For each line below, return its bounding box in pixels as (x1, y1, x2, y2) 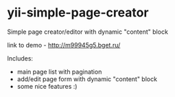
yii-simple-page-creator (7, 5, 149, 21)
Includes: (7, 54, 33, 63)
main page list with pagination (16, 67, 102, 76)
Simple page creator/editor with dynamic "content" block (7, 28, 168, 36)
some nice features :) (16, 82, 78, 90)
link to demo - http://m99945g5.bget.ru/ (7, 41, 121, 49)
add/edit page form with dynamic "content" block (16, 74, 158, 83)
